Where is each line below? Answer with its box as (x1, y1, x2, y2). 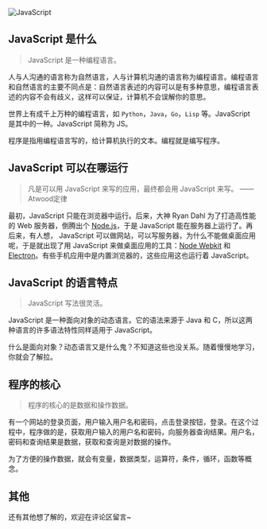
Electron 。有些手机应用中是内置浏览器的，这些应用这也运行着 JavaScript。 (8, 251, 253, 260)
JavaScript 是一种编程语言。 (27, 55, 121, 64)
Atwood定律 (27, 193, 68, 203)
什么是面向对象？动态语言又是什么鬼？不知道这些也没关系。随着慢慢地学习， (8, 342, 259, 352)
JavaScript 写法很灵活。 (27, 298, 107, 308)
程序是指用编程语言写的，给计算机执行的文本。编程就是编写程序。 (8, 135, 224, 145)
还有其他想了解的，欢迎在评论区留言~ (8, 512, 132, 522)
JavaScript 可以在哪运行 (8, 161, 129, 175)
